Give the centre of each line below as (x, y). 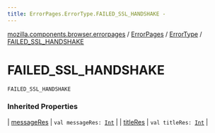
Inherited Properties (42, 107)
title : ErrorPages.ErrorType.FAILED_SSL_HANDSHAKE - (87, 14)
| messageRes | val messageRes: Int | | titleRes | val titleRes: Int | (108, 122)
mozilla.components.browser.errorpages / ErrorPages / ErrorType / (105, 34)
